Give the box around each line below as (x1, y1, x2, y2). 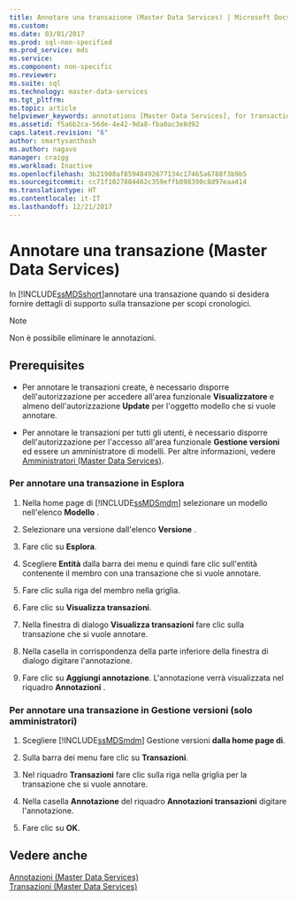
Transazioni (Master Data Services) (9, 881, 138, 891)
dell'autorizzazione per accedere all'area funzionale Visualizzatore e (21, 391, 275, 401)
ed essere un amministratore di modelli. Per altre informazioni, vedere (21, 446, 276, 456)
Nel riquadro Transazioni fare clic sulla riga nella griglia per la (21, 770, 247, 780)
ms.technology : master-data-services (9, 87, 148, 96)
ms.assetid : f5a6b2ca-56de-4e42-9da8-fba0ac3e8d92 (9, 120, 200, 129)
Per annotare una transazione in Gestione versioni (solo (9, 703, 254, 716)
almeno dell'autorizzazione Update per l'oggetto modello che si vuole (21, 400, 277, 411)
